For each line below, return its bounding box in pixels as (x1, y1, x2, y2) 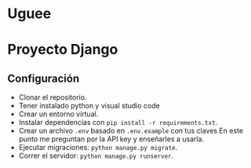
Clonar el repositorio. (18, 93, 87, 102)
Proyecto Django (7, 41, 118, 59)
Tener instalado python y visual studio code (18, 101, 160, 111)
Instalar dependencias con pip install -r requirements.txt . (18, 118, 218, 127)
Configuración (7, 71, 80, 85)
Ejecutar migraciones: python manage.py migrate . (18, 143, 178, 152)
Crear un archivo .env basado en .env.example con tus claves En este (18, 126, 244, 136)
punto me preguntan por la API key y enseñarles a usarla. (18, 134, 205, 144)
